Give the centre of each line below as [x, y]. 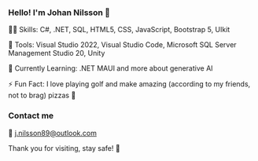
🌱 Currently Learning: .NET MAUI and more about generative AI [111, 68]
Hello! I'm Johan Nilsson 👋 [59, 13]
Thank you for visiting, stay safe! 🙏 [64, 148]
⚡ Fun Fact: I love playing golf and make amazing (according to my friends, [129, 84]
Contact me [31, 115]
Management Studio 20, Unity [57, 53]
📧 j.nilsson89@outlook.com [52, 133]
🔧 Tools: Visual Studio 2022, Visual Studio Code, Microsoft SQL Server [123, 45]
